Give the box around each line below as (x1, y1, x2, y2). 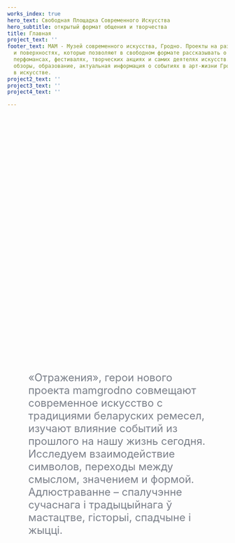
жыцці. (28, 523, 63, 537)
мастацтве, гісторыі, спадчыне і (28, 511, 191, 525)
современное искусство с (28, 396, 163, 410)
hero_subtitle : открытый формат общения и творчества (7, 23, 168, 30)
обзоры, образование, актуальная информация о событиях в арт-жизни (13, 62, 218, 69)
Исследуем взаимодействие (28, 447, 176, 461)
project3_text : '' (7, 82, 61, 89)
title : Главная (7, 29, 52, 37)
